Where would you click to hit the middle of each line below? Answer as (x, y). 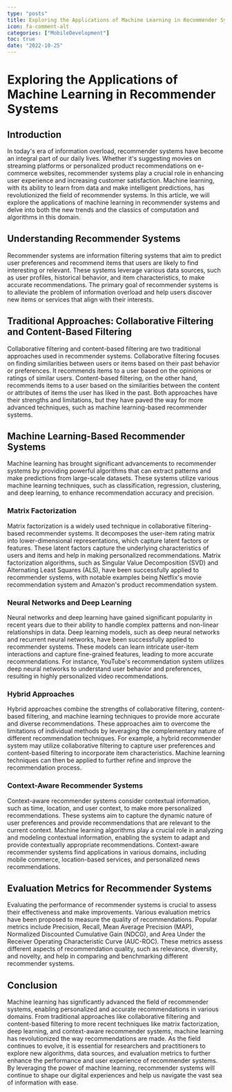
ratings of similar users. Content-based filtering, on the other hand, (103, 378)
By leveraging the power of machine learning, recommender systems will (111, 1068)
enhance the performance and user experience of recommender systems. (113, 1061)
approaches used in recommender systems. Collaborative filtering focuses (113, 355)
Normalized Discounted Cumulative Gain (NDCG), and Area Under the (106, 934)
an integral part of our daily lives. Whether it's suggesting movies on (104, 158)
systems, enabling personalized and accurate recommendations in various (113, 1009)
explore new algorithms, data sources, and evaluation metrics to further (109, 1053)
